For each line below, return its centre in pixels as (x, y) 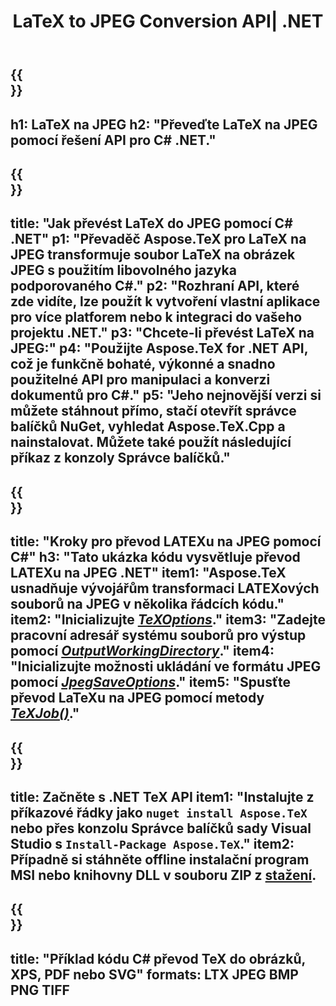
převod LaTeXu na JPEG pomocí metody (137, 698)
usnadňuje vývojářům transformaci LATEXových (165, 588)
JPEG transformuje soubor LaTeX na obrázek (153, 255)
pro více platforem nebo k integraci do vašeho (156, 317)
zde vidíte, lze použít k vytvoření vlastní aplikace (165, 301)
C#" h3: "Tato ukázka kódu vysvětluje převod (155, 557)
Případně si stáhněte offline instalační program (160, 859)
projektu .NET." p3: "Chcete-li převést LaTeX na (162, 333)
